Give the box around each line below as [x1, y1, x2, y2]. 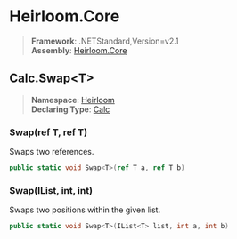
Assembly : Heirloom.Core [30, 44, 127, 55]
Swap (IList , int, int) [9, 184, 94, 196]
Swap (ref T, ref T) [9, 126, 87, 139]
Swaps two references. [9, 147, 94, 157]
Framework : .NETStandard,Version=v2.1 [30, 36, 179, 46]
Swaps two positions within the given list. [9, 204, 161, 215]
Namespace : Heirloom [30, 94, 116, 105]
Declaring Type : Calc [30, 104, 110, 115]
